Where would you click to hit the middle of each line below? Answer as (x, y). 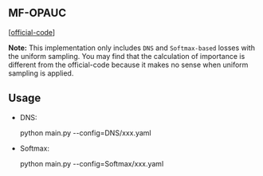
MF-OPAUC (37, 13)
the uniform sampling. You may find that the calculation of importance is (127, 56)
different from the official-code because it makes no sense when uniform (128, 65)
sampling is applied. (41, 73)
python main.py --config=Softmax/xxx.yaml (92, 163)
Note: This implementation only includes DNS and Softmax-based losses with (131, 48)
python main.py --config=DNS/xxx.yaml (85, 133)
